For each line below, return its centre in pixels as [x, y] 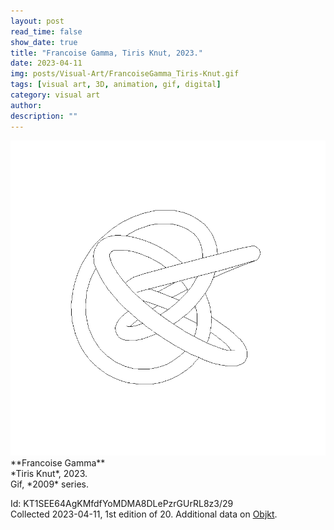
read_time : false [46, 31]
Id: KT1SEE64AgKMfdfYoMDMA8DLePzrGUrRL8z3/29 [122, 503]
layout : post [37, 21]
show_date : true [44, 42]
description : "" [44, 116]
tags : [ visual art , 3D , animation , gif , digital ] [116, 85]
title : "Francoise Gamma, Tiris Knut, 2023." [106, 53]
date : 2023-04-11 [46, 63]
